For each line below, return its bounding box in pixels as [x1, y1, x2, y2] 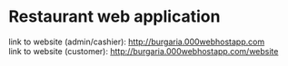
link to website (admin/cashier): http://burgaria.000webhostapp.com [8, 36, 265, 47]
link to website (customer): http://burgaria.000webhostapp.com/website [8, 45, 279, 56]
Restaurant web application [8, 6, 221, 27]
